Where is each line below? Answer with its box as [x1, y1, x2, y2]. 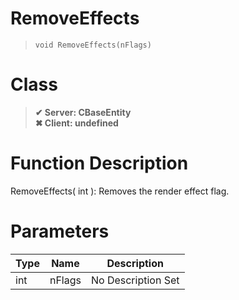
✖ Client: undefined [34, 117, 119, 129]
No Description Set [90, 273, 180, 287]
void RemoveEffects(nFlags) [34, 40, 152, 50]
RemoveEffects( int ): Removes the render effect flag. [10, 185, 230, 197]
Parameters [10, 220, 110, 242]
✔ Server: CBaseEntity [34, 106, 132, 118]
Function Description [10, 152, 189, 175]
